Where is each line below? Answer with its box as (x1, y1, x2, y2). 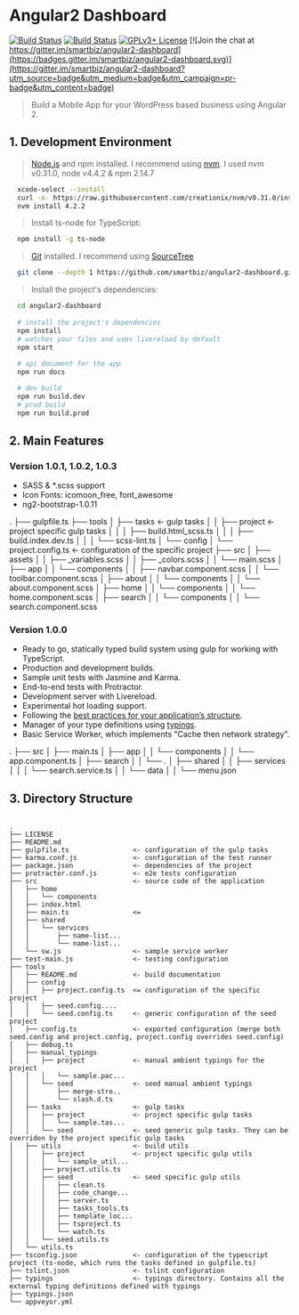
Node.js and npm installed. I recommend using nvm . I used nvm (30, 158, 265, 169)
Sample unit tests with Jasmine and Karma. (21, 672, 181, 683)
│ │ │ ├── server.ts (9, 1197, 109, 1205)
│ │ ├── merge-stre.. (9, 1087, 122, 1096)
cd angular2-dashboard (17, 302, 101, 311)
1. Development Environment (9, 134, 172, 150)
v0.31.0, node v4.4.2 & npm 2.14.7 (30, 167, 155, 178)
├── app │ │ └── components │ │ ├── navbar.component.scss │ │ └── (9, 564, 279, 574)
